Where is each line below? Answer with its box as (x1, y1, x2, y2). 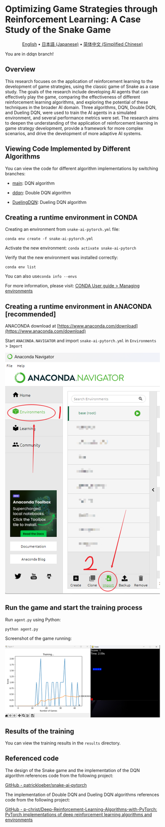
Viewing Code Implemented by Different (5, 145, 131, 153)
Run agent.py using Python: (5, 616, 61, 622)
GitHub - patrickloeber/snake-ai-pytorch (5, 782, 87, 788)
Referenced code (5, 754, 59, 763)
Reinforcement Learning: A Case (5, 14, 141, 25)
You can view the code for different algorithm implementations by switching (5, 165, 159, 171)
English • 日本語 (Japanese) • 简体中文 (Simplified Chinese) (22, 41, 143, 47)
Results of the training (5, 727, 75, 735)
